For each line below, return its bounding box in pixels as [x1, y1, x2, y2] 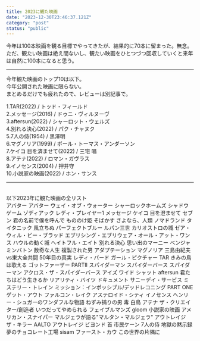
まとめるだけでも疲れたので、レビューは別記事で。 [6, 90, 131, 98]
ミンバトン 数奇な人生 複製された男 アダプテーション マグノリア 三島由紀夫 [6, 246, 191, 254]
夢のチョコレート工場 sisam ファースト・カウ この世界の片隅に [6, 329, 161, 336]
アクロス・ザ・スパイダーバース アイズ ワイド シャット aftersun [23, 269, 179, 276]
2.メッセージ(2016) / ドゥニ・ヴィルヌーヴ [6, 111, 110, 118]
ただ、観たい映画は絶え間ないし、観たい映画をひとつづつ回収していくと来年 [6, 50, 193, 57]
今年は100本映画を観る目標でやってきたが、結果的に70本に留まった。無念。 [6, 42, 192, 49]
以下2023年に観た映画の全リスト [6, 195, 87, 202]
